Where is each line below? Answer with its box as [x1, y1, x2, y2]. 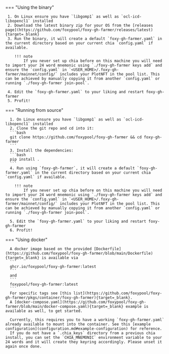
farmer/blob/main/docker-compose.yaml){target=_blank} [5, 304, 124, 309]
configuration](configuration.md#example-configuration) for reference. [5, 326, 162, 331]
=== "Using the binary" [5, 5, 54, 10]
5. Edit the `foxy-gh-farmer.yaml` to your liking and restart [10, 219, 146, 224]
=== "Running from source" [5, 107, 63, 113]
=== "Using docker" [5, 237, 48, 243]
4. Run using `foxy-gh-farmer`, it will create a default [10, 166, 136, 171]
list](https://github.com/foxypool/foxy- [73, 291, 162, 296]
